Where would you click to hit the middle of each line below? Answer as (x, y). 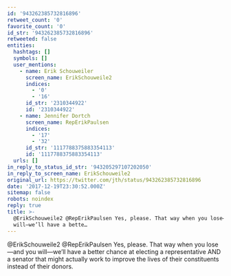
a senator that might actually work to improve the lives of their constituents (113, 259)
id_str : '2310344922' (56, 103)
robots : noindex (30, 199)
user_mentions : (35, 65)
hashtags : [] (32, 52)
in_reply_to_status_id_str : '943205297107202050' (80, 167)
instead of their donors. (40, 266)
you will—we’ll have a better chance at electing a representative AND (123, 251)
